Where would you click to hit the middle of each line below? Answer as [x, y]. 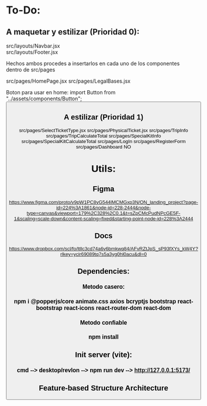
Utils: [103, 168]
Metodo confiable [103, 322]
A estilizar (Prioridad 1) [103, 117]
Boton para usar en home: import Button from [61, 92]
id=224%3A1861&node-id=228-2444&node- [103, 208]
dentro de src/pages [31, 70]
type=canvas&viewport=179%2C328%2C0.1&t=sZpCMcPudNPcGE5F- [103, 213]
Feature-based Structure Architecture [103, 388]
